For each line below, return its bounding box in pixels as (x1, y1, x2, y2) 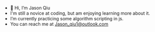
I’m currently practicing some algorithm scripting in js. (10, 16, 124, 21)
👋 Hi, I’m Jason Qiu (10, 5, 50, 11)
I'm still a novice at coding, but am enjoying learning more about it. (10, 10, 150, 16)
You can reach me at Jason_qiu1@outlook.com (10, 21, 109, 27)
